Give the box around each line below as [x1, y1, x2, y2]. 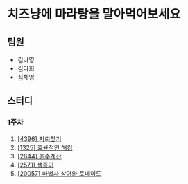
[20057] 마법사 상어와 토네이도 [17, 169, 102, 177]
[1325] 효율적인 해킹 [17, 143, 73, 151]
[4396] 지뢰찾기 [17, 134, 62, 142]
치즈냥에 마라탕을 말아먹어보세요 [7, 6, 181, 22]
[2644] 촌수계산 [17, 151, 62, 160]
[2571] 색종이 [17, 160, 54, 169]
